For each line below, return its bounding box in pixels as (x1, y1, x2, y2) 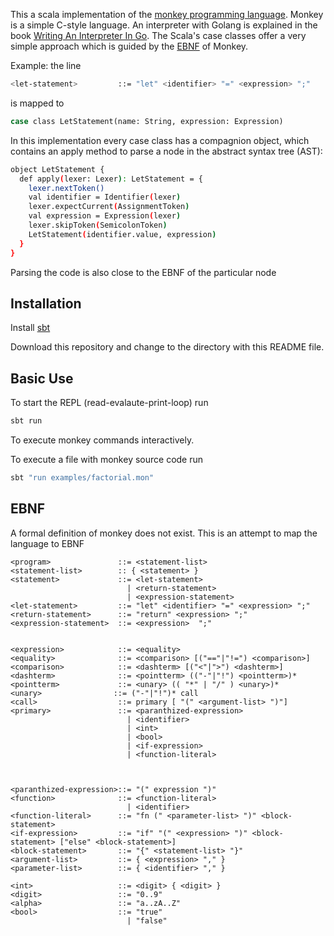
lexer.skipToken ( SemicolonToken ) (28, 220, 168, 230)
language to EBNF (10, 537, 85, 549)
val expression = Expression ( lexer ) (28, 211, 182, 221)
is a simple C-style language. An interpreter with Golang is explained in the (10, 19, 318, 31)
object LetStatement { (10, 164, 105, 174)
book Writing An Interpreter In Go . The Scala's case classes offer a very (10, 30, 307, 41)
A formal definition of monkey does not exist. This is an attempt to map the (10, 527, 318, 539)
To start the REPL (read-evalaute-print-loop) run (10, 397, 209, 409)
